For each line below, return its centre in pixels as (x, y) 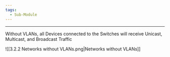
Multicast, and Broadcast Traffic (39, 39)
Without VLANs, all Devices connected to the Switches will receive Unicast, (84, 34)
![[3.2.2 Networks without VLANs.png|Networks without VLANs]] (73, 49)
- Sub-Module (24, 15)
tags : (11, 10)
